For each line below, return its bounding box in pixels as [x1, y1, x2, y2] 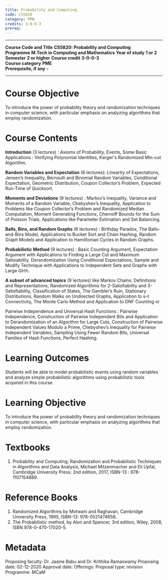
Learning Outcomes [5, 352, 89, 364]
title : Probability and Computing [5, 7, 77, 13]
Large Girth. [5, 268, 30, 273]
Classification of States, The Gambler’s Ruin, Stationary [32, 288, 146, 294]
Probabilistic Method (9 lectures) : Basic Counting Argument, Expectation [5, 246, 158, 252]
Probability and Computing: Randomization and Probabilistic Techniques [12, 458, 161, 464]
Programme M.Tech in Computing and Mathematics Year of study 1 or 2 [5, 50, 157, 56]
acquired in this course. [5, 379, 54, 385]
